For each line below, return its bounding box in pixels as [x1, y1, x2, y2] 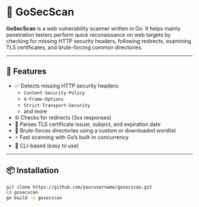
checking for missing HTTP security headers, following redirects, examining [6, 37, 191, 44]
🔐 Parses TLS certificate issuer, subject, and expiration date [14, 121, 161, 128]
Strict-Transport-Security [23, 102, 91, 108]
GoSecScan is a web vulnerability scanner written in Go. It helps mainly [6, 25, 181, 32]
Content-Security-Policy [23, 90, 85, 96]
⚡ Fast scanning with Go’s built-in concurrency [14, 133, 129, 141]
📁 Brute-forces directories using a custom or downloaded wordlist [14, 127, 176, 134]
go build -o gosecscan [6, 195, 62, 201]
